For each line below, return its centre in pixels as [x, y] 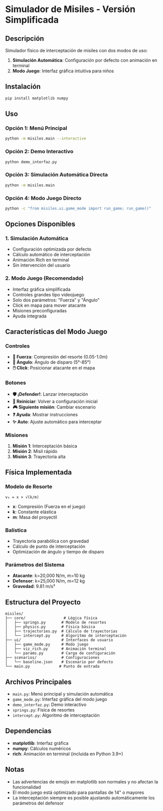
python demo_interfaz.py [31, 162]
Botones [16, 383]
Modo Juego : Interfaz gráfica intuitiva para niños [63, 71]
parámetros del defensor [38, 803]
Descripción [25, 38]
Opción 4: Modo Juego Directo [43, 198]
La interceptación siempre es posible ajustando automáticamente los [84, 797]
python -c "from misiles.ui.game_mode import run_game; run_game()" [78, 208]
